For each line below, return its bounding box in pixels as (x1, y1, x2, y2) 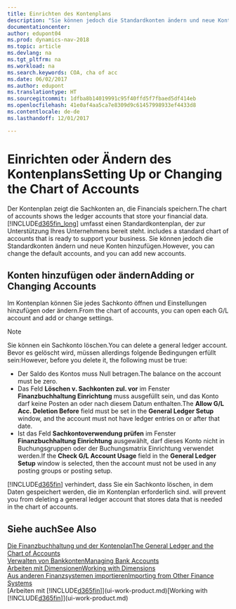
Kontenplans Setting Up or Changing (7, 166, 223, 182)
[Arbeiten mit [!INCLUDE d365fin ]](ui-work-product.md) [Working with (7, 587, 209, 595)
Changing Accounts (7, 280, 97, 292)
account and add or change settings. (7, 314, 114, 322)
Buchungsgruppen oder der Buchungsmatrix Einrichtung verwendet (17, 444, 214, 453)
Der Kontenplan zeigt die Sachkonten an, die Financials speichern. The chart (7, 204, 227, 213)
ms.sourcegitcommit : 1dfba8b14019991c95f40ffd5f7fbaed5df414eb (7, 96, 197, 103)
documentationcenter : (7, 23, 71, 30)
